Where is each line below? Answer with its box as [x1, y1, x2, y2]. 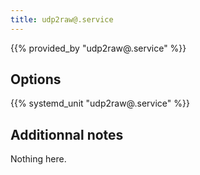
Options [10, 71, 62, 88]
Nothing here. [10, 153, 67, 165]
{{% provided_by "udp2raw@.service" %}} [10, 42, 187, 54]
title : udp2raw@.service [10, 14, 114, 25]
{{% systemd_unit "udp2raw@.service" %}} [10, 97, 190, 110]
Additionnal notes [10, 126, 124, 143]
